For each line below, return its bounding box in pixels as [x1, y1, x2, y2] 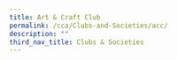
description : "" [9, 29, 69, 38]
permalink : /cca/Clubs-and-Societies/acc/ [9, 21, 168, 30]
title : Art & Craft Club [9, 12, 101, 22]
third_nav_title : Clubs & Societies [9, 37, 144, 47]
